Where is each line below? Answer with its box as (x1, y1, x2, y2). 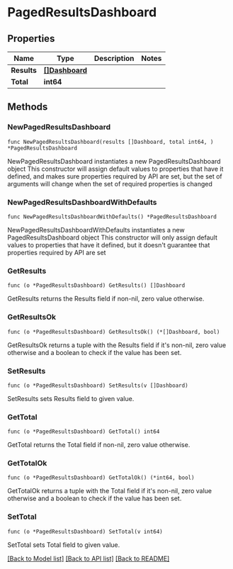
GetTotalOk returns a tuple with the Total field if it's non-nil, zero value (7, 487, 212, 495)
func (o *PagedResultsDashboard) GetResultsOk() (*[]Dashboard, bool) (7, 328, 220, 335)
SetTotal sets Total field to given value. (7, 540, 120, 549)
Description (93, 54, 135, 63)
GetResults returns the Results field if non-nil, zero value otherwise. (7, 295, 205, 303)
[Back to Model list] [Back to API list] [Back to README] (7, 554, 170, 563)
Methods (7, 101, 48, 113)
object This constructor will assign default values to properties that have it (7, 164, 224, 173)
